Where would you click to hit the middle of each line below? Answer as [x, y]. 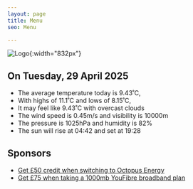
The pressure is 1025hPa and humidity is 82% [85, 123]
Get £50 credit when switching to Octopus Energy [91, 170]
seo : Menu [22, 27]
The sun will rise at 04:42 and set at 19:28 [79, 131]
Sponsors [29, 153]
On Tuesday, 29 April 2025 [68, 76]
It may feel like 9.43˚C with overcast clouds [81, 108]
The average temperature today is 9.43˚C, [79, 93]
